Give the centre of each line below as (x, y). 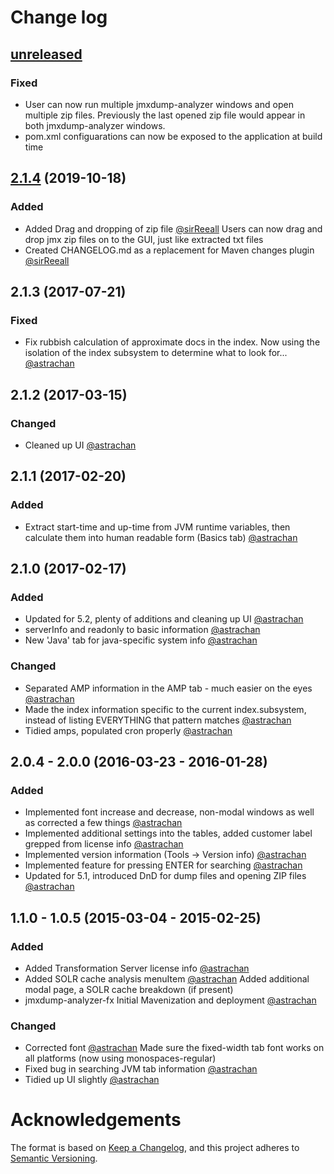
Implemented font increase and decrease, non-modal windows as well (169, 812)
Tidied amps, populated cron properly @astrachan (128, 730)
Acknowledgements (96, 1120)
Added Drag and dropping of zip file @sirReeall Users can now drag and (173, 228)
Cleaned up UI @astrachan (80, 445)
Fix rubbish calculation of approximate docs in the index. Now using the (172, 342)
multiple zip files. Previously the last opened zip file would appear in (165, 115)
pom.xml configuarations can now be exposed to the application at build (173, 136)
